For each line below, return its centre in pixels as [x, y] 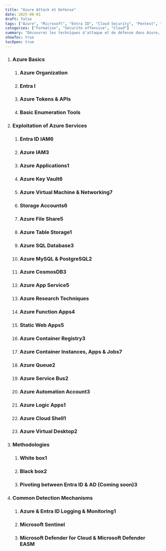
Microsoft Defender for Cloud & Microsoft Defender [83, 538]
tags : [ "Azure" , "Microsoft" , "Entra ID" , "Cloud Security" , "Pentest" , [82, 24]
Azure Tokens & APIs [45, 99]
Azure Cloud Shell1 [43, 418]
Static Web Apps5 [42, 325]
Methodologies [31, 445]
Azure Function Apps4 [47, 312]
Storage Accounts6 [43, 205]
